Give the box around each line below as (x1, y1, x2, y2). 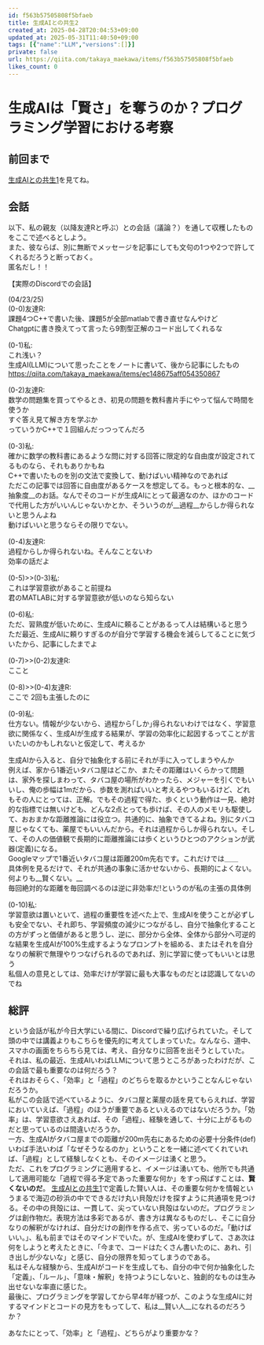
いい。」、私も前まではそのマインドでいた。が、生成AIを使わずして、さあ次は (8, 1233, 255, 1243)
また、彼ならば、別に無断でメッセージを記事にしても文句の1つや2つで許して (8, 242, 255, 252)
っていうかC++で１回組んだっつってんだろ (8, 424, 145, 434)
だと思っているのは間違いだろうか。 (8, 1125, 125, 1134)
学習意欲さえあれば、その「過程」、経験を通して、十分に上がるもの (35, 1115, 252, 1125)
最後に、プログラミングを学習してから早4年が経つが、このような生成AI (8, 1292, 240, 1302)
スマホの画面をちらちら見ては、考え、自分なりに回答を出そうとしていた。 (8, 1046, 249, 1055)
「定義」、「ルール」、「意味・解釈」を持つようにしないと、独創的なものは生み (8, 1273, 256, 1282)
